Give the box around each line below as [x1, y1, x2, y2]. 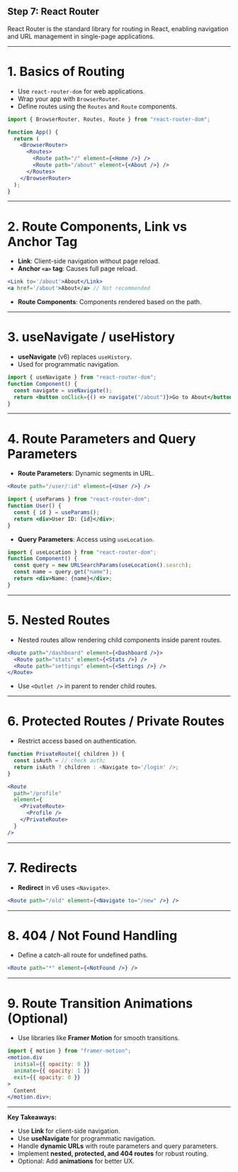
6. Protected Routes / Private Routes [7, 713, 225, 730]
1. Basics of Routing [7, 64, 125, 79]
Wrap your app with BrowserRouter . [17, 94, 120, 103]
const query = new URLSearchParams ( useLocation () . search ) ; [13, 562, 192, 569]
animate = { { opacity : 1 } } [13, 1067, 91, 1074]
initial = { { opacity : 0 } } [13, 1061, 91, 1068]
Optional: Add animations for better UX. [17, 1157, 135, 1166]
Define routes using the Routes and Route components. [17, 102, 177, 111]
